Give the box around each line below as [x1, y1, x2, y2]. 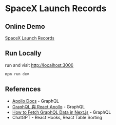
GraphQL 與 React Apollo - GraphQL [12, 104, 85, 109]
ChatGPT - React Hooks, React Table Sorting [12, 114, 102, 120]
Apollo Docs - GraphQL [12, 98, 59, 104]
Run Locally [5, 49, 41, 57]
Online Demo [5, 22, 45, 31]
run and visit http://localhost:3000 [5, 62, 74, 68]
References [5, 85, 41, 93]
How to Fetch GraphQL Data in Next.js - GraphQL [12, 109, 111, 115]
